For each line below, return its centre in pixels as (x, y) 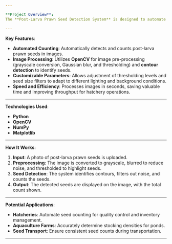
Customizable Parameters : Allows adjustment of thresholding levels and (89, 75)
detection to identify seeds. (42, 70)
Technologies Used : (27, 106)
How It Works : (20, 147)
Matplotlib (24, 132)
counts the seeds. (32, 179)
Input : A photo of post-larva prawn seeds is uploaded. (70, 157)
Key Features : (20, 38)
